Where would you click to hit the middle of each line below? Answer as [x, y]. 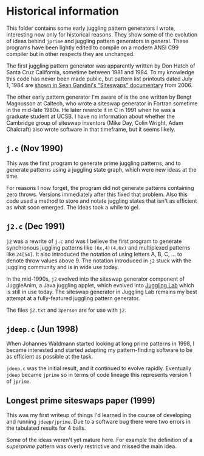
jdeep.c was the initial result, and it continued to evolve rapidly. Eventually [99, 368]
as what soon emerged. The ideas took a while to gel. [73, 207]
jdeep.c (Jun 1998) [42, 329]
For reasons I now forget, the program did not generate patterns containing [100, 188]
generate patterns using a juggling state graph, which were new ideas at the [102, 169]
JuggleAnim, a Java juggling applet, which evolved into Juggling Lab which [100, 285]
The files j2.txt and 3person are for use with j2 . [66, 310]
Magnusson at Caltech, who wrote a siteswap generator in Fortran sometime [102, 103]
